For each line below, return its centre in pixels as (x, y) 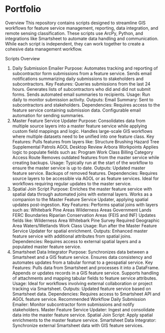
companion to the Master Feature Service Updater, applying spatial (80, 199)
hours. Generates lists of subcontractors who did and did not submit (82, 89)
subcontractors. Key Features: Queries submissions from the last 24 (81, 84)
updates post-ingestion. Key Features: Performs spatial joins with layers (85, 205)
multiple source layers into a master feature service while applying (80, 126)
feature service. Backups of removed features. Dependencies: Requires (85, 173)
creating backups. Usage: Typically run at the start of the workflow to (83, 163)
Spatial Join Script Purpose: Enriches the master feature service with (82, 189)
